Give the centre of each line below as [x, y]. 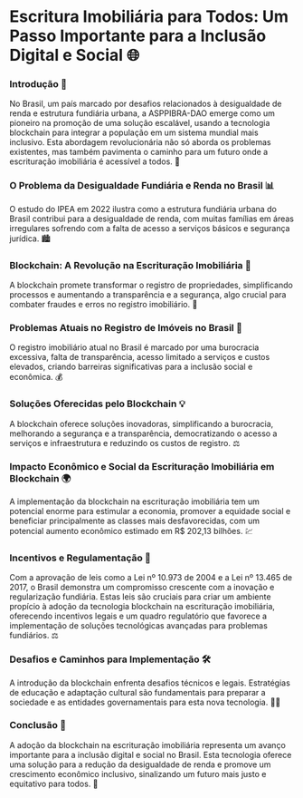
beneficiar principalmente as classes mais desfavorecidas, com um [135, 521]
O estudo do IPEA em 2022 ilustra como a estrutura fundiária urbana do [143, 209]
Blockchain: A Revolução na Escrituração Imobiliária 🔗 [130, 265]
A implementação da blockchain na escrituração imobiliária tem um [135, 501]
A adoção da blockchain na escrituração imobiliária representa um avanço [148, 744]
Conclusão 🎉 [38, 725]
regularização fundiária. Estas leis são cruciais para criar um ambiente [140, 597]
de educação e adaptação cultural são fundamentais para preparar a [137, 692]
